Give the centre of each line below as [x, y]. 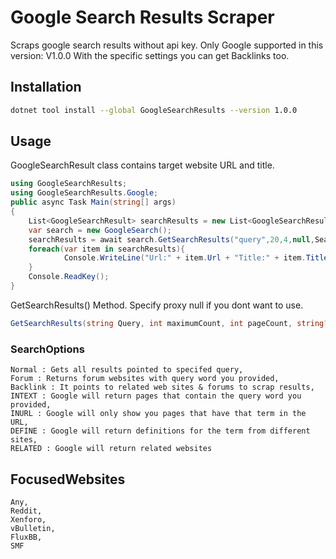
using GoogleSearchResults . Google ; [84, 193]
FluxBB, [26, 537]
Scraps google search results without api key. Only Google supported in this [167, 45]
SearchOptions [47, 349]
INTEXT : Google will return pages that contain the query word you [156, 396]
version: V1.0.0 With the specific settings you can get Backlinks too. [150, 55]
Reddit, [26, 511]
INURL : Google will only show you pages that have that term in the [158, 414]
